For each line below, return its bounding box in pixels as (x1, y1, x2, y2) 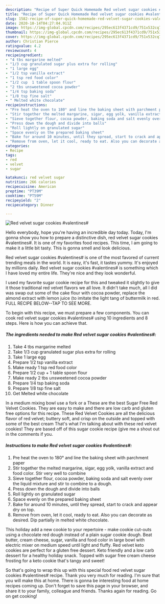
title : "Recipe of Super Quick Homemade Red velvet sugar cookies (5, 12, 144, 17)
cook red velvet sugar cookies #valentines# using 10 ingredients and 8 (5, 315, 148, 321)
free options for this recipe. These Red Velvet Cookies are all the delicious (5, 410, 155, 416)
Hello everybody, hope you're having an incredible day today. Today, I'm (5, 229, 151, 235)
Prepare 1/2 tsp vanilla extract (12, 359, 73, 365)
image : (5, 25, 19, 30)
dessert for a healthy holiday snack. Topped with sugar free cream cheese (5, 553, 156, 559)
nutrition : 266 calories (5, 179, 56, 185)
